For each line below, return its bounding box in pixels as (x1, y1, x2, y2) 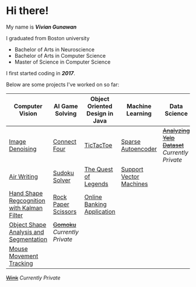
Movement (9, 252, 38, 260)
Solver (52, 176, 71, 184)
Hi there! (6, 4, 49, 17)
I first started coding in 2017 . (6, 69, 76, 76)
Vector (121, 172, 139, 180)
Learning (126, 109, 152, 117)
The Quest (84, 165, 113, 173)
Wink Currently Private (6, 274, 61, 281)
